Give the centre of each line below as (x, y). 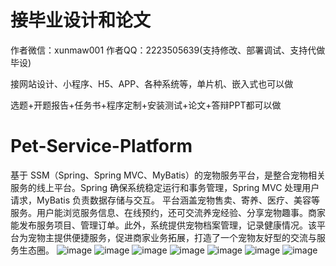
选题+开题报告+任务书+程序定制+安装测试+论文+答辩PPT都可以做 (146, 105)
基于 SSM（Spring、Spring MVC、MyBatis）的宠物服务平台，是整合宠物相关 (168, 175)
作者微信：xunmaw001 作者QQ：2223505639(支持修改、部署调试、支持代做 (168, 50)
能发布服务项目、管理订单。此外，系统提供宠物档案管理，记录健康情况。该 (163, 225)
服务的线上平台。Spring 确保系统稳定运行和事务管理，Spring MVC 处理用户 (165, 187)
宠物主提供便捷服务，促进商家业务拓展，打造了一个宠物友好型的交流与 (172, 237)
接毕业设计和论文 (81, 20)
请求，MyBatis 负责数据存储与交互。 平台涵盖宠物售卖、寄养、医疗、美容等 (165, 200)
